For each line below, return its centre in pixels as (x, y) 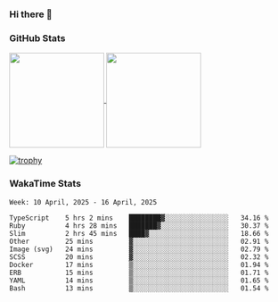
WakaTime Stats (45, 184)
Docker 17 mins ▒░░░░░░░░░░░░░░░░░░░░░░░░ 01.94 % (139, 264)
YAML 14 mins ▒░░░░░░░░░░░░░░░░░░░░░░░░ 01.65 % (139, 281)
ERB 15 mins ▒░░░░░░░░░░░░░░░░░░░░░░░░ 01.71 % (139, 273)
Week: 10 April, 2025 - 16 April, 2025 (83, 202)
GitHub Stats (37, 38)
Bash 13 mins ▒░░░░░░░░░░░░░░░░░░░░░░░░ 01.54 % (139, 288)
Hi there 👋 (31, 14)
